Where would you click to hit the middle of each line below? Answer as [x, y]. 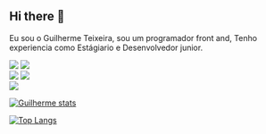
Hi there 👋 [37, 17]
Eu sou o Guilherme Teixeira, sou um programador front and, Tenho [133, 38]
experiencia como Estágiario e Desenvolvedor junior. [106, 47]
